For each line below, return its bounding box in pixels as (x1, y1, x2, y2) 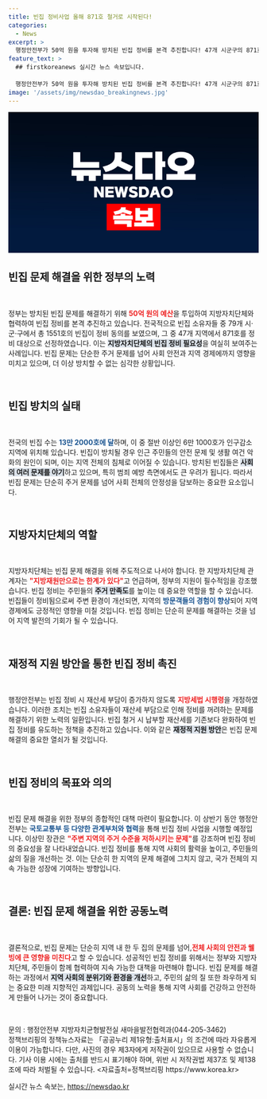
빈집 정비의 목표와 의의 (8, 776, 113, 789)
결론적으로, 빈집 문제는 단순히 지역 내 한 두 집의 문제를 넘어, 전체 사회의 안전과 (8, 942, 247, 952)
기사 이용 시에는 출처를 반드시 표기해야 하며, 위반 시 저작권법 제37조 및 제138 (18, 1054, 257, 1064)
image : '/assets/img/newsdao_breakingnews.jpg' (8, 88, 169, 96)
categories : (8, 21, 48, 29)
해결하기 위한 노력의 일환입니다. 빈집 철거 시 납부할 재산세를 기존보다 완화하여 (8, 715, 248, 725)
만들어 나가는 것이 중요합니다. (16, 992, 109, 1002)
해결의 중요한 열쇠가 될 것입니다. (8, 735, 109, 745)
